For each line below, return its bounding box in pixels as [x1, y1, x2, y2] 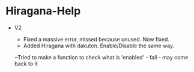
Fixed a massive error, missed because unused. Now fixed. [23, 35, 169, 43]
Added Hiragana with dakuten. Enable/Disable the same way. [23, 42, 175, 49]
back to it [14, 60, 38, 67]
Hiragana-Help [5, 4, 81, 18]
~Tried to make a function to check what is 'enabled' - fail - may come [14, 53, 189, 61]
